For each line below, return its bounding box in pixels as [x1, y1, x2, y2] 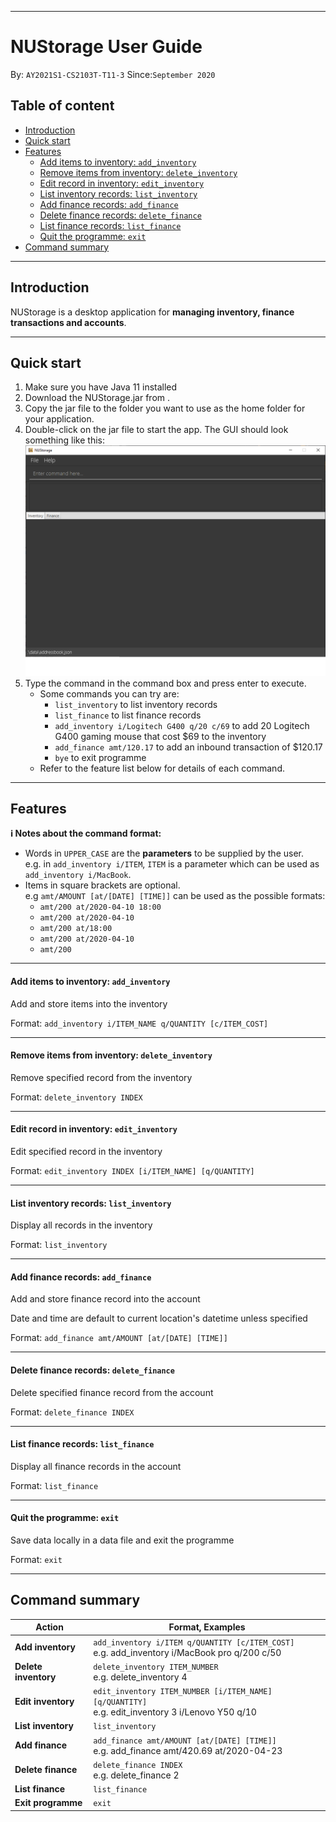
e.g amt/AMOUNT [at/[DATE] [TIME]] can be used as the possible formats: [24, 890, 326, 902]
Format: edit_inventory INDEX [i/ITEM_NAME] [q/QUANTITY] [10, 1164, 255, 1176]
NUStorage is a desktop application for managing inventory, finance [10, 306, 295, 318]
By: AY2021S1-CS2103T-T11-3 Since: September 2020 [10, 68, 216, 80]
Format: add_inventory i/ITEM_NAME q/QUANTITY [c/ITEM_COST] [10, 1017, 269, 1029]
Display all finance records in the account [10, 1460, 182, 1472]
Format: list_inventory [10, 1239, 108, 1251]
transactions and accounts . [10, 316, 127, 328]
